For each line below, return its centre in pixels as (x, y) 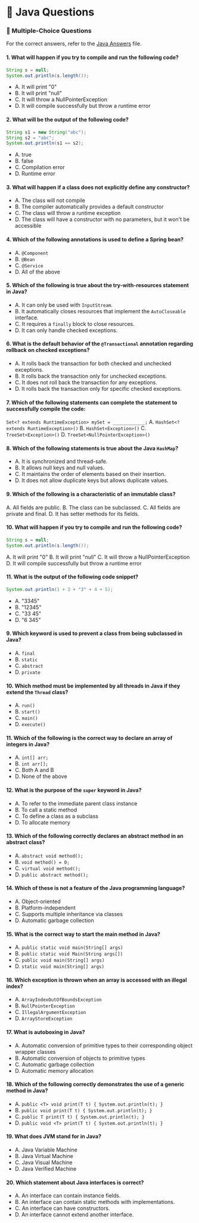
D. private (27, 672)
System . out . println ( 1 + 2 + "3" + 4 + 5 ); (60, 589)
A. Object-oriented (38, 901)
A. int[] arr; (32, 757)
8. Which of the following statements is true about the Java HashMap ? (92, 448)
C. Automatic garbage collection (54, 1064)
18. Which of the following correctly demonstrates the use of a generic (95, 1084)
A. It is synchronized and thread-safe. (61, 462)
